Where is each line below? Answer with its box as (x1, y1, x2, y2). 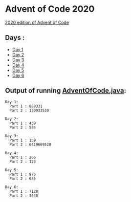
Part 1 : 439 (9, 121, 36, 126)
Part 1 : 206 (9, 155, 36, 160)
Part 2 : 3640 (9, 193, 38, 198)
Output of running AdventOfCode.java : (5, 87, 126, 95)
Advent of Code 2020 (5, 3, 95, 15)
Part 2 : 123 (9, 159, 36, 164)
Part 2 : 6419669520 (9, 142, 51, 147)
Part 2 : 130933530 (9, 108, 49, 113)
